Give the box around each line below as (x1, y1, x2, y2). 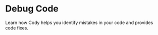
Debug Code (5, 3, 59, 14)
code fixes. (5, 24, 29, 30)
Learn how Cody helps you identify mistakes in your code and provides (5, 19, 153, 25)
